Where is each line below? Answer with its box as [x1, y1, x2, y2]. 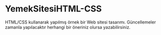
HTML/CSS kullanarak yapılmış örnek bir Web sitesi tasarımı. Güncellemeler [5, 19, 156, 25]
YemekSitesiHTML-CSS [5, 3, 102, 14]
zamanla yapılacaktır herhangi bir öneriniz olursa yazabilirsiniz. [5, 24, 131, 30]
